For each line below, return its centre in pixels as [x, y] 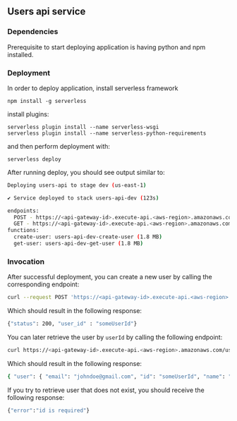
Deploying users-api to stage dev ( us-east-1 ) [77, 185]
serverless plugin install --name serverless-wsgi [83, 127]
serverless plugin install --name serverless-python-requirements [107, 133]
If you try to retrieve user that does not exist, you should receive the [106, 390]
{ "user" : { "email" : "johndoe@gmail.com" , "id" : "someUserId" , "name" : [116, 377]
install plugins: [28, 114]
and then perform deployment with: [59, 146]
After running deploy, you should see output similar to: [86, 172]
